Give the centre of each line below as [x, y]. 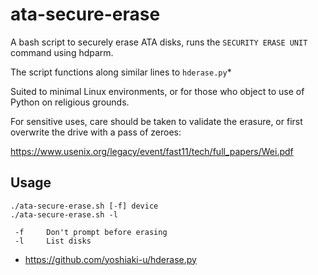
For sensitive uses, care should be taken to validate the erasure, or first [156, 121]
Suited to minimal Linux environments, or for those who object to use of [157, 91]
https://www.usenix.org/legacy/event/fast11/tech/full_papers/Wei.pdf [152, 151]
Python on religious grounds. [70, 102]
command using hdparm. [62, 52]
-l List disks [53, 241]
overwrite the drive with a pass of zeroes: [96, 132]
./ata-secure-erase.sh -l [64, 214]
